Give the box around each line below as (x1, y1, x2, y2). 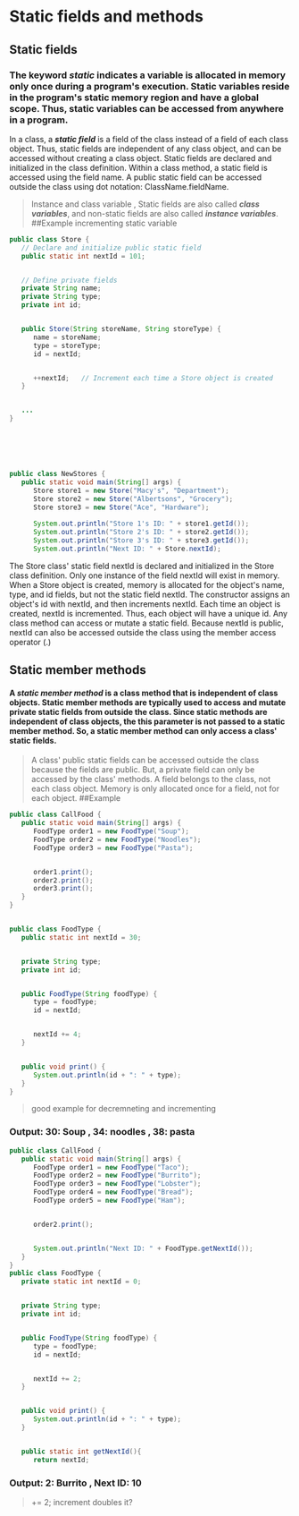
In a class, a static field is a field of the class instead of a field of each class (9, 133, 288, 144)
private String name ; (21, 284, 102, 293)
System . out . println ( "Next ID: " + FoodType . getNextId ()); (32, 1244, 253, 1253)
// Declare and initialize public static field (21, 243, 202, 252)
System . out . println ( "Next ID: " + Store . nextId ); (32, 544, 221, 553)
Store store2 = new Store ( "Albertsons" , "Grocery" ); (32, 494, 234, 503)
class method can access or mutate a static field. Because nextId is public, (9, 617, 284, 628)
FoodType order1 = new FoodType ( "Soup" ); (32, 827, 190, 836)
